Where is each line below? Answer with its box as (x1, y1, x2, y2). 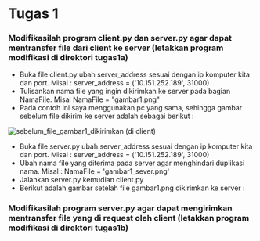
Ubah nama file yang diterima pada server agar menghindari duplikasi (19, 158, 245, 168)
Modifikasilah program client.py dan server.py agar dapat (8, 33, 233, 44)
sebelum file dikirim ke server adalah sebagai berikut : (19, 111, 194, 121)
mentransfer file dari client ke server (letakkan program (8, 42, 224, 53)
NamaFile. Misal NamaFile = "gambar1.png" (19, 95, 161, 104)
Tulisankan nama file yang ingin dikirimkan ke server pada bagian (19, 87, 231, 96)
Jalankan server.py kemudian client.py (19, 175, 144, 185)
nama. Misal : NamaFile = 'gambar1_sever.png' (19, 167, 170, 176)
